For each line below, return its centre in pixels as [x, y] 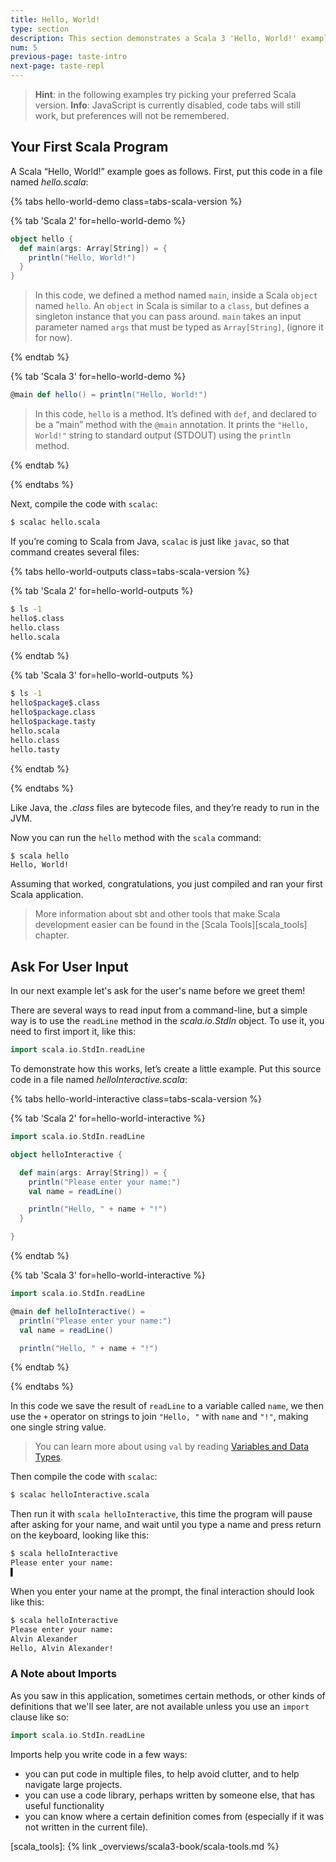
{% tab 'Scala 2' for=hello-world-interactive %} [108, 1118]
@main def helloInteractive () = [77, 1311]
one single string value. [58, 1427]
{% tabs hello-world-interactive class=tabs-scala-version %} [136, 1099]
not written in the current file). [86, 1827]
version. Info [61, 105]
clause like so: [40, 1717]
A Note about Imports [63, 1674]
